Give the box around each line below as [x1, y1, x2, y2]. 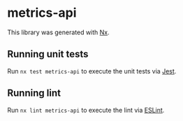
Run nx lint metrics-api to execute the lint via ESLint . [7, 106, 165, 114]
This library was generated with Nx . [7, 28, 110, 36]
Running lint [7, 87, 61, 99]
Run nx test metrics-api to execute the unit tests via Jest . [7, 66, 177, 75]
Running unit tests [7, 48, 89, 60]
